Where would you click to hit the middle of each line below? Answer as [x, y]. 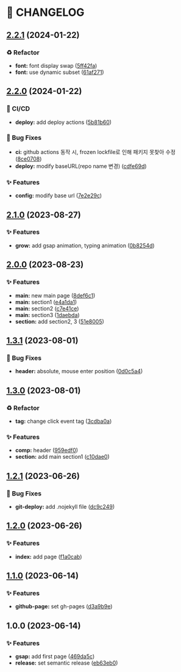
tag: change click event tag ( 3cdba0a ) [63, 421]
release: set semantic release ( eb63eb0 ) [66, 663]
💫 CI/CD [18, 109]
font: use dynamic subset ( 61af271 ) [60, 72]
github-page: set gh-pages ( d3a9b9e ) [64, 607]
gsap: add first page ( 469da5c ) [55, 656]
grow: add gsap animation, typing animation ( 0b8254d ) [85, 245]
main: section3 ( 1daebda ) [48, 315]
